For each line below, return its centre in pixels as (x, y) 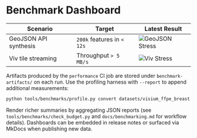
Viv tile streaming (33, 58)
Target (105, 29)
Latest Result (163, 29)
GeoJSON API (28, 39)
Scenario (40, 29)
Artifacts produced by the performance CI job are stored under (81, 75)
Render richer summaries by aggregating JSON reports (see (79, 110)
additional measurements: (38, 88)
